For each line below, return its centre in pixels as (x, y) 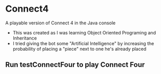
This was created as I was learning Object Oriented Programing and (84, 32)
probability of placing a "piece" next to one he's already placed (79, 49)
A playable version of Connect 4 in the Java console (61, 23)
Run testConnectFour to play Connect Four (75, 65)
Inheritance (25, 38)
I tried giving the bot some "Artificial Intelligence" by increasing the (83, 43)
